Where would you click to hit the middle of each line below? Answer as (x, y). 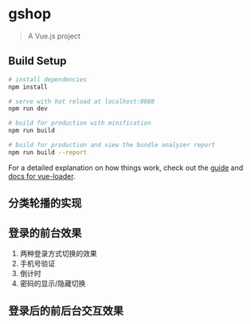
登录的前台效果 (45, 233)
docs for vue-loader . (42, 176)
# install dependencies (48, 79)
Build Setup (37, 61)
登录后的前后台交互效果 (66, 311)
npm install (28, 87)
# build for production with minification (80, 123)
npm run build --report (48, 152)
